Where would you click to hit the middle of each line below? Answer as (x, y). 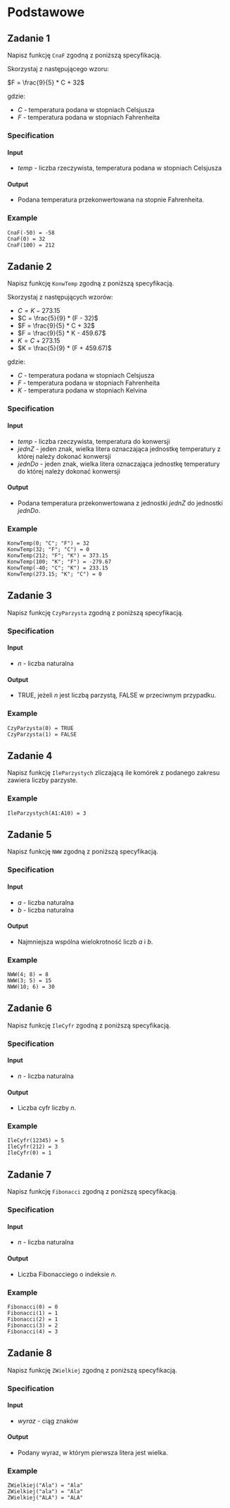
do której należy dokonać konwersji (69, 471)
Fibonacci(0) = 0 (33, 1307)
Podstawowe (46, 12)
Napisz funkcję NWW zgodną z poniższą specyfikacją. (83, 852)
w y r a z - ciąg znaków (48, 1421)
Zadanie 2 (30, 267)
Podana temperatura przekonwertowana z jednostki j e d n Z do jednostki (120, 503)
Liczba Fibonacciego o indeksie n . (67, 1274)
